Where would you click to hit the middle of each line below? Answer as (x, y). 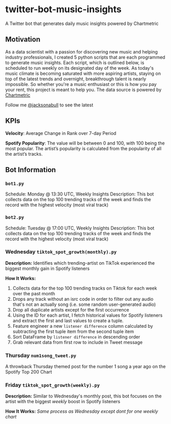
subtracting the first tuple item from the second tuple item (73, 331)
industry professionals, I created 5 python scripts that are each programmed (85, 57)
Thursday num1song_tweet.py (41, 355)
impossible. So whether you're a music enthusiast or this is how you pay (81, 84)
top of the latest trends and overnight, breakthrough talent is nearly (76, 79)
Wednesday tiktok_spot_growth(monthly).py (61, 252)
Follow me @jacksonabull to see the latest (49, 105)
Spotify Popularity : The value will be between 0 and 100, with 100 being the (85, 143)
